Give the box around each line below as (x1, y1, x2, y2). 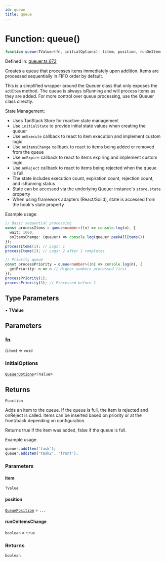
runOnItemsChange (5, 519, 47, 524)
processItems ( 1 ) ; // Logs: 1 (5, 244, 65, 249)
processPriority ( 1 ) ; (5, 275, 48, 281)
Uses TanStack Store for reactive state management (12, 118, 119, 124)
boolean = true (5, 529, 35, 535)
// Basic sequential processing (5, 221, 72, 226)
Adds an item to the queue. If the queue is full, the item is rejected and (5, 407, 148, 413)
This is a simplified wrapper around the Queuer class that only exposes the (5, 83, 158, 89)
